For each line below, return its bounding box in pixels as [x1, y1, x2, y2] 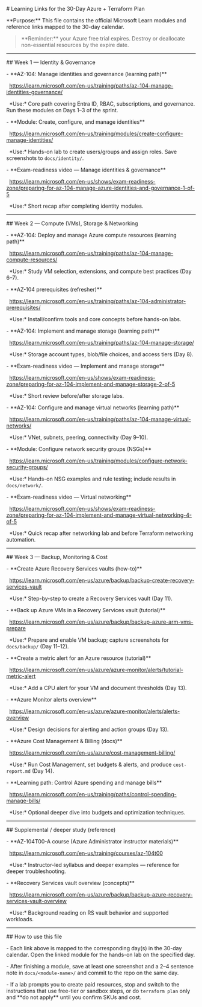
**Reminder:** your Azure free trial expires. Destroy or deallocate [20, 35, 185, 42]
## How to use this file [6, 933, 62, 940]
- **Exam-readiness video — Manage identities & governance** [6, 166, 167, 173]
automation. [6, 536, 36, 543]
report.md [6, 769, 31, 775]
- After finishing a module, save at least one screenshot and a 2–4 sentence [6, 963, 194, 970]
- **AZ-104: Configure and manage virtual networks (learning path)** [6, 404, 180, 411]
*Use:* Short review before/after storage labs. [8, 392, 124, 399]
